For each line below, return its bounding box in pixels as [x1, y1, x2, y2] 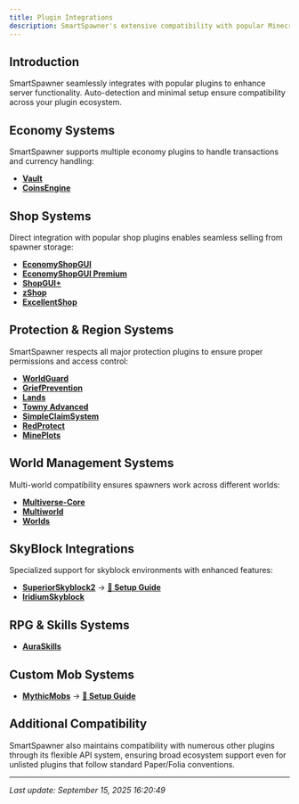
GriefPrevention [21, 382, 83, 393]
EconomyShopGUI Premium [21, 268, 127, 279]
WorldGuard [21, 373, 69, 383]
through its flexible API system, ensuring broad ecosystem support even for [9, 750, 287, 760]
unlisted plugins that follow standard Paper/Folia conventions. [9, 759, 236, 769]
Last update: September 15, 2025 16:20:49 [9, 784, 166, 795]
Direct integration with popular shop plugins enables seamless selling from [9, 232, 283, 242]
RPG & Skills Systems [9, 617, 131, 633]
